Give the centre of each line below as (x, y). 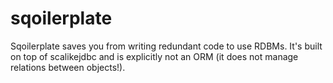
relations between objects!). (68, 67)
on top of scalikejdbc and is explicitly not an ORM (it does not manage (154, 56)
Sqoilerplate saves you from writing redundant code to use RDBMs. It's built (166, 46)
